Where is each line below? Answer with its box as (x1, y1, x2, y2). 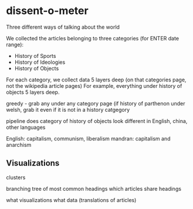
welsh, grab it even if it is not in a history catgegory (6, 106, 130, 113)
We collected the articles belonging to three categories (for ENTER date (6, 35, 180, 42)
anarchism (6, 141, 32, 148)
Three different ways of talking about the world (6, 23, 120, 30)
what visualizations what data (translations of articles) (6, 196, 137, 203)
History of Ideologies (14, 59, 66, 66)
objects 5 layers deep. (6, 88, 60, 95)
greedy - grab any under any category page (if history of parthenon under (6, 100, 185, 107)
